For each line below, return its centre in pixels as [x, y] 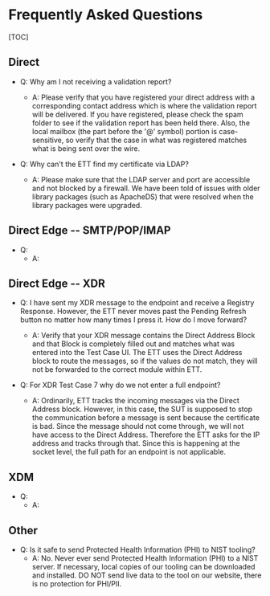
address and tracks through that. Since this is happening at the [136, 443]
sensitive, [48, 140]
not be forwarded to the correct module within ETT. [117, 369]
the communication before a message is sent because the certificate [145, 418]
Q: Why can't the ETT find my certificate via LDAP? [104, 164]
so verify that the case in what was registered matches [156, 140]
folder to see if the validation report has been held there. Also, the [141, 123]
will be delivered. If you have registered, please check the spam [137, 114]
